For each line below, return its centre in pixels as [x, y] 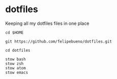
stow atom [16, 68]
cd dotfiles [18, 50]
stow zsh [14, 64]
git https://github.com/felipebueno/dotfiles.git [59, 42]
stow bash [16, 59]
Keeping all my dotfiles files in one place [47, 23]
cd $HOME [14, 32]
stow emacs [17, 72]
